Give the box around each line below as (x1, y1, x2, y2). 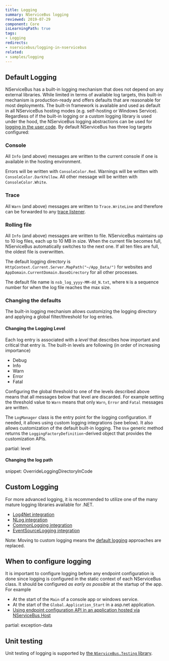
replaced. (5, 542, 25, 548)
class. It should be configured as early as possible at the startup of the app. (5, 581, 163, 587)
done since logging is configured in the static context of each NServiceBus (5, 576, 161, 582)
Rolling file (5, 221, 32, 228)
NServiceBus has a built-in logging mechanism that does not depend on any (5, 86, 164, 92)
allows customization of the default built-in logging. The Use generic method (5, 425, 163, 431)
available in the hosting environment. (5, 158, 82, 164)
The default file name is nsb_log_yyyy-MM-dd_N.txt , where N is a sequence (5, 279, 159, 285)
